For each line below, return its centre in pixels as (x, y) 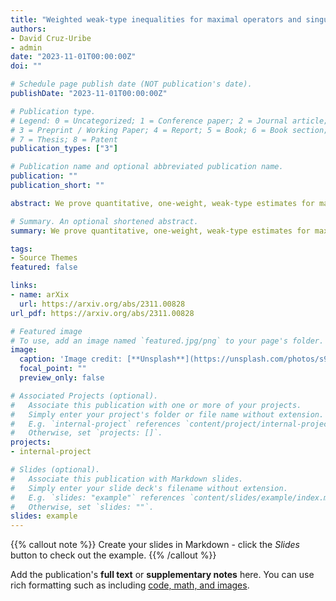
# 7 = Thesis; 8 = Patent (64, 139)
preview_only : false (62, 378)
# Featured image (46, 331)
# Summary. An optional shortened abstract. (104, 221)
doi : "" (26, 66)
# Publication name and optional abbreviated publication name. (147, 167)
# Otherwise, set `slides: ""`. (82, 507)
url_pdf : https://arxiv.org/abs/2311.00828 (102, 313)
